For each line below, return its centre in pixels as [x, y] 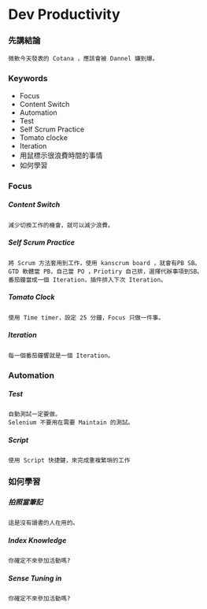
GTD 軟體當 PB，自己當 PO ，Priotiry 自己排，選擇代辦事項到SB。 [105, 271]
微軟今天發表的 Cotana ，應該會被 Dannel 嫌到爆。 [83, 59]
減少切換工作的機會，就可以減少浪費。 [61, 225]
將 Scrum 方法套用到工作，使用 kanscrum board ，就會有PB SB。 [104, 263]
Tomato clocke [44, 137]
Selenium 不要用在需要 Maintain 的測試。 [71, 423]
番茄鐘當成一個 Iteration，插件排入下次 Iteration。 [87, 280]
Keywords [28, 79]
